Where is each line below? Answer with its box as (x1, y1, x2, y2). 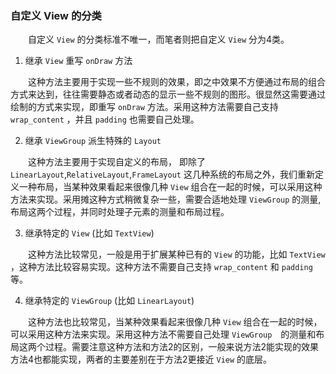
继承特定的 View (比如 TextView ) (24, 227, 155, 239)
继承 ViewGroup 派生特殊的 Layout (24, 135, 162, 147)
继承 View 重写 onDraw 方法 (24, 55, 133, 67)
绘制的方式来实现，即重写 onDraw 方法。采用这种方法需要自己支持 (10, 101, 279, 113)
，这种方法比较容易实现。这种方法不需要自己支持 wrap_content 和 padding (10, 261, 313, 273)
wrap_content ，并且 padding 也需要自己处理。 (10, 113, 200, 126)
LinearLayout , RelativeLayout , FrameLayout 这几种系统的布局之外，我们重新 (10, 168, 315, 181)
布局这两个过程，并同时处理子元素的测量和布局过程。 (10, 206, 230, 218)
